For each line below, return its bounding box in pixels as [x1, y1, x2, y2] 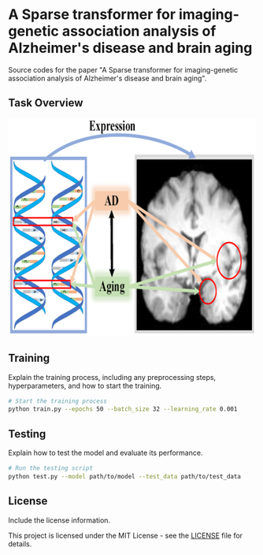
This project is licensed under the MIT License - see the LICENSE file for [8, 531, 243, 540]
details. [8, 538, 32, 549]
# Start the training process [8, 397, 108, 405]
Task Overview [8, 96, 83, 110]
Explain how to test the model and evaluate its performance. [8, 448, 203, 458]
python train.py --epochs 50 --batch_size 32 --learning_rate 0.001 [8, 405, 238, 413]
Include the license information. [8, 515, 111, 525]
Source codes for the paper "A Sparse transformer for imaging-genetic [8, 65, 239, 74]
